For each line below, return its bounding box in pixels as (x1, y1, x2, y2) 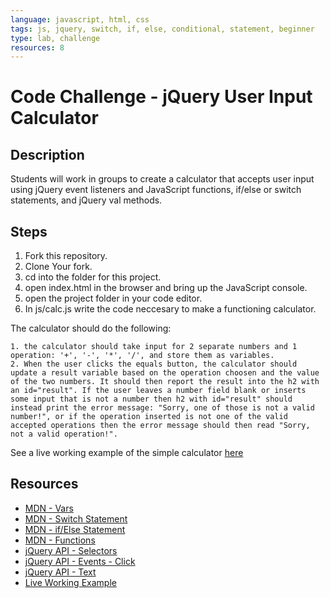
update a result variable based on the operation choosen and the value (10, 368, 320, 378)
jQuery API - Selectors (24, 544, 118, 556)
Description (10, 146, 85, 163)
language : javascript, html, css (10, 14, 150, 25)
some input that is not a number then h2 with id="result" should (10, 394, 293, 405)
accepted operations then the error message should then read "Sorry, (10, 421, 311, 431)
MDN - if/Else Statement (24, 523, 126, 535)
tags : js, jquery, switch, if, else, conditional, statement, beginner (10, 24, 315, 34)
